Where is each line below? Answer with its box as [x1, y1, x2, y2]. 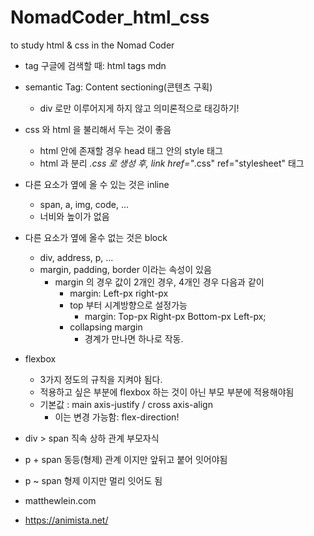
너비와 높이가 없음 [39, 210, 110, 222]
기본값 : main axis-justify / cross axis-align [39, 398, 213, 410]
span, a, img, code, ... [39, 198, 130, 210]
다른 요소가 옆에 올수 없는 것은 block [24, 231, 168, 243]
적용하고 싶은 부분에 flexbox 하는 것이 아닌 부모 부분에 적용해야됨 [39, 386, 295, 398]
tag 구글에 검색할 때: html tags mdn [24, 59, 167, 71]
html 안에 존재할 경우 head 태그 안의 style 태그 [39, 144, 223, 156]
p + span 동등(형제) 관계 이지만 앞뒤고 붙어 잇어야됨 [24, 453, 228, 465]
